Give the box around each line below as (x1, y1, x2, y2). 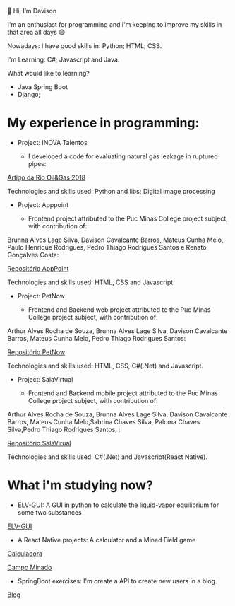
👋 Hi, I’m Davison (7, 7, 57, 15)
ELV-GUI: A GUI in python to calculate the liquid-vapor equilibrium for (17, 501, 219, 509)
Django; (17, 91, 41, 98)
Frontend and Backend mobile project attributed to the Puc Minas (28, 389, 218, 397)
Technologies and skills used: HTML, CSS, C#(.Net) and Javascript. (7, 361, 203, 370)
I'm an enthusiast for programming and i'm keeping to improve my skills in (7, 21, 222, 28)
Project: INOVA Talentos (17, 138, 88, 146)
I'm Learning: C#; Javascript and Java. (7, 55, 120, 64)
